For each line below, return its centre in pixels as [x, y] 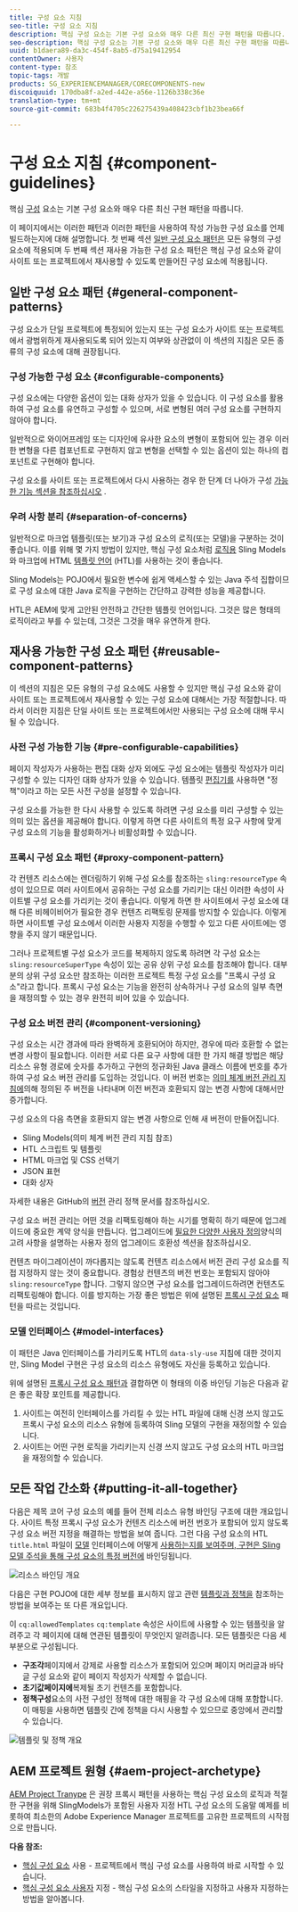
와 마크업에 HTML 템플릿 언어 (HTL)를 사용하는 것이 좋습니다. [116, 560]
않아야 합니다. [33, 420]
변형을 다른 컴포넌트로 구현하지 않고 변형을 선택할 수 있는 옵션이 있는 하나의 [149, 451]
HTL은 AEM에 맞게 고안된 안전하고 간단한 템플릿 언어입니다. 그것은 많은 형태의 [145, 609]
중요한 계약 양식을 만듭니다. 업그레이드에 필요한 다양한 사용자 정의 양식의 [157, 1231]
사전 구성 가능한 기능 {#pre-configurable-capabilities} [124, 748]
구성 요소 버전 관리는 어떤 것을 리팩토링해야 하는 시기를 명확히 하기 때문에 [136, 1221]
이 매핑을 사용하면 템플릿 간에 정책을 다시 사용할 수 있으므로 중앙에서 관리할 [153, 1710]
